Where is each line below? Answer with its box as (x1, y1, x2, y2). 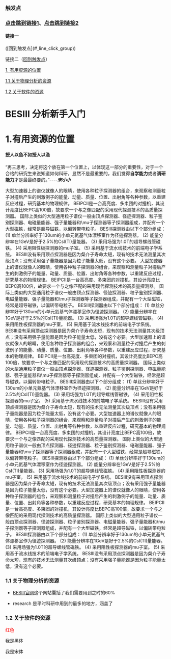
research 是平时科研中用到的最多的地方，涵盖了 (12, 600, 113, 607)
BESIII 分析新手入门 (5, 108, 86, 120)
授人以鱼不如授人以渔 (5, 152, 50, 158)
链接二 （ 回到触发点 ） (5, 56, 50, 62)
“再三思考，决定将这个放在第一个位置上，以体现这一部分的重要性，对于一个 (5, 164, 164, 170)
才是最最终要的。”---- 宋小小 (14, 177, 71, 183)
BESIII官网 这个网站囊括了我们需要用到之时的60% (12, 589, 116, 595)
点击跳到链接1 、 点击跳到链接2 (5, 19, 79, 26)
